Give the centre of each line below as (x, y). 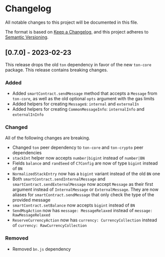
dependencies (27, 153)
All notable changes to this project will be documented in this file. (72, 22)
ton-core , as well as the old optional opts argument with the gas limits (83, 99)
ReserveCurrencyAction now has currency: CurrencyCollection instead (84, 220)
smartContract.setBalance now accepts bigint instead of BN (74, 205)
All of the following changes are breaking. (48, 138)
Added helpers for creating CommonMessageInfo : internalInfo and (78, 109)
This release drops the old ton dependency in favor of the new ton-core (78, 64)
